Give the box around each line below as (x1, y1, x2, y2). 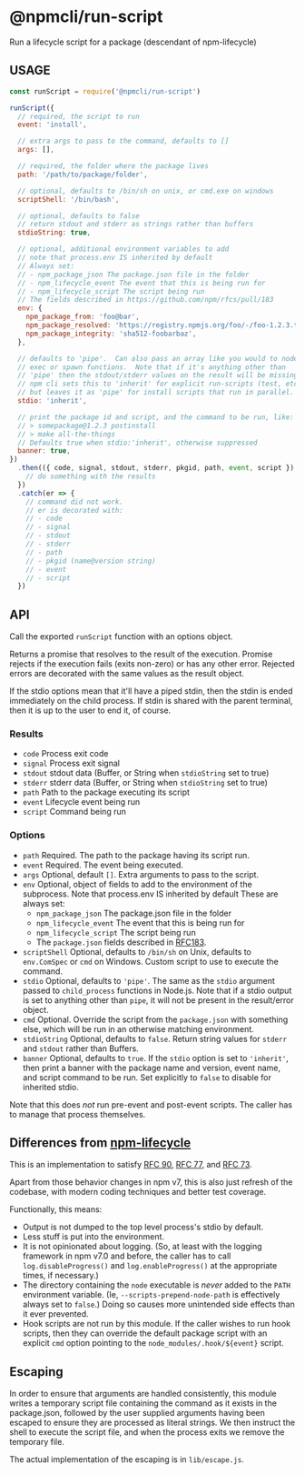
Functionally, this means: (9, 1204, 103, 1215)
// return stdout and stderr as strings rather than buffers (17, 220, 254, 229)
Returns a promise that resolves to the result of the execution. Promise (9, 648, 273, 660)
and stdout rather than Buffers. (22, 1043, 139, 1054)
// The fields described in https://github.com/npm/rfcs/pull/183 (17, 296, 274, 305)
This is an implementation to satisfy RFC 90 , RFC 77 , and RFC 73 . (9, 1159, 252, 1170)
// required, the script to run (17, 112, 141, 121)
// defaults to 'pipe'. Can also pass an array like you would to (17, 354, 279, 363)
